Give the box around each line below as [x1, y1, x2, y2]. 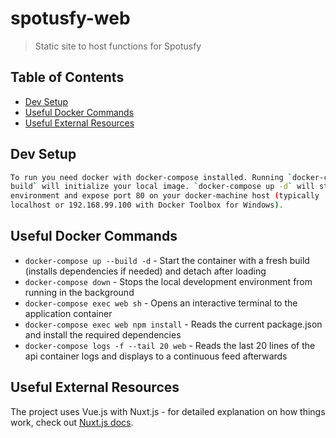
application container [24, 307, 113, 319]
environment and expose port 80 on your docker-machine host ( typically [10, 191, 320, 201]
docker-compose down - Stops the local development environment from [24, 275, 313, 287]
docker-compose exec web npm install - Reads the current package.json [24, 318, 323, 330]
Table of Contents [10, 69, 125, 86]
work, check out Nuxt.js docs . [10, 416, 134, 428]
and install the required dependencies [24, 328, 182, 341]
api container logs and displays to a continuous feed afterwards [24, 350, 288, 362]
